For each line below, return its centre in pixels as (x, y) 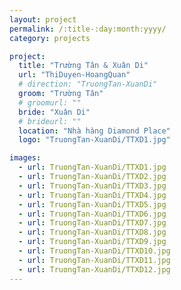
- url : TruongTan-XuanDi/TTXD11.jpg (94, 260)
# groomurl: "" (50, 102)
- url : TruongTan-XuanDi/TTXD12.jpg (94, 269)
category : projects (50, 38)
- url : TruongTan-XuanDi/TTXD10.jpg (94, 251)
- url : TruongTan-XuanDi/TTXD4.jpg (92, 195)
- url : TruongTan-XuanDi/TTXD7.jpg (92, 223)
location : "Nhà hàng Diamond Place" (94, 131)
